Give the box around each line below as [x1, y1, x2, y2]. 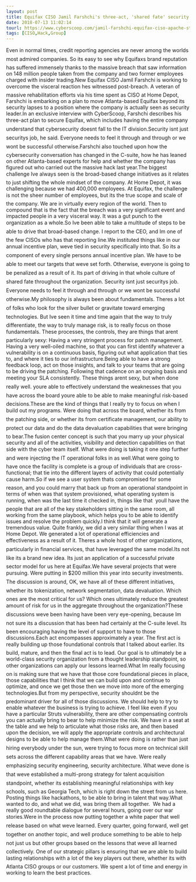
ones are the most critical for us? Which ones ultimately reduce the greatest [6, 596, 188, 603]
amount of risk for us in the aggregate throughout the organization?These [6, 602, 183, 609]
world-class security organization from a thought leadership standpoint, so [6, 655, 186, 662]
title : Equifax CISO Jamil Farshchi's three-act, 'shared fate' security [6, 14, 190, 20]
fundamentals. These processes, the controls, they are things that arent [6, 329, 178, 336]
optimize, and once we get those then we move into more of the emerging [6, 683, 184, 690]
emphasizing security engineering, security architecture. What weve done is [6, 762, 190, 769]
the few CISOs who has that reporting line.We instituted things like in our [6, 237, 180, 244]
